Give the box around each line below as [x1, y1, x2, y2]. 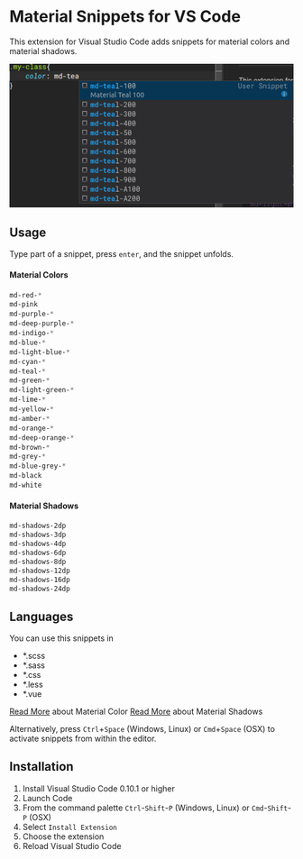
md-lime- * [9, 395, 47, 405]
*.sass [22, 660, 45, 671]
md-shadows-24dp [9, 584, 70, 594]
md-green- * [9, 376, 50, 385]
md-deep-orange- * [9, 433, 75, 443]
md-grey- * [9, 452, 47, 461]
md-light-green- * [9, 386, 75, 395]
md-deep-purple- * [9, 319, 75, 328]
